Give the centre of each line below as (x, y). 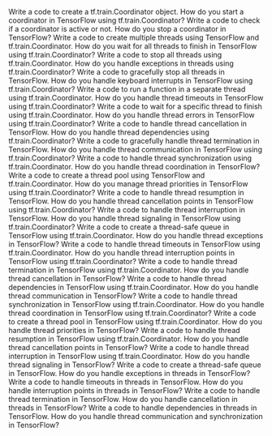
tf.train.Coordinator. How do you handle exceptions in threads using (121, 63)
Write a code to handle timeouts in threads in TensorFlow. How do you (126, 382)
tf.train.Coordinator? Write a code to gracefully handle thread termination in (134, 141)
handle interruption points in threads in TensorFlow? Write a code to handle (134, 391)
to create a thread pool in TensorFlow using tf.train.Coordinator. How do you (135, 322)
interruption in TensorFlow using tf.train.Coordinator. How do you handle (129, 356)
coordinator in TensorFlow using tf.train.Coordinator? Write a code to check (134, 20)
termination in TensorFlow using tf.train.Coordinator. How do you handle (129, 270)
